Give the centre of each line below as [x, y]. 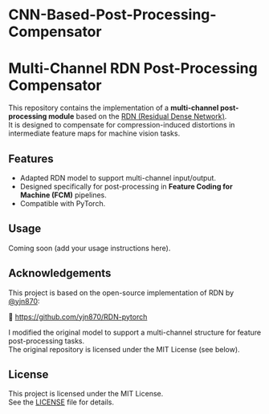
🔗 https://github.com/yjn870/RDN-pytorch [78, 317]
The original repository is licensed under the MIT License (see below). [124, 349]
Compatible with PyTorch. [63, 203]
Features [31, 158]
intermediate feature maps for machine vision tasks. [94, 133]
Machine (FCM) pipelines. [63, 195]
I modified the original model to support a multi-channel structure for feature [135, 332]
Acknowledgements [60, 273]
